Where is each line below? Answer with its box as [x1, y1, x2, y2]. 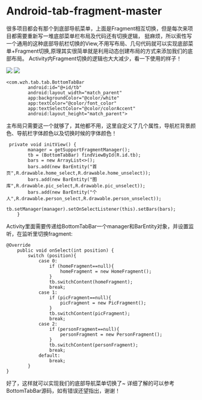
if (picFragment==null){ [49, 294, 112, 301]
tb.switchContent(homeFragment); [49, 279, 133, 285]
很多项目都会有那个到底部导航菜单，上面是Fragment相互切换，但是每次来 [6, 25, 188, 32]
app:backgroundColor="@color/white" [28, 95, 120, 101]
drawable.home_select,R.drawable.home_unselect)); [21, 170, 151, 176]
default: [38, 353, 61, 359]
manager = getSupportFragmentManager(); [28, 147, 130, 153]
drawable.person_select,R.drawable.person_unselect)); [21, 195, 162, 202]
